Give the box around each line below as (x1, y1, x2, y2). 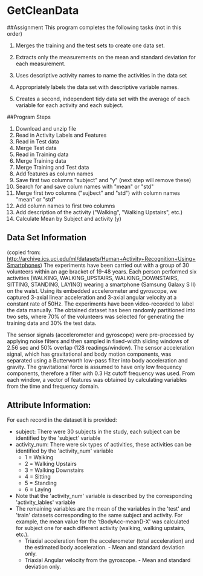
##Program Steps (7, 113, 51, 120)
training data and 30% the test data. (7, 319, 97, 327)
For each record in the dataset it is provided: (7, 416, 117, 424)
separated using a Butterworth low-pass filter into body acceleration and (7, 356, 188, 364)
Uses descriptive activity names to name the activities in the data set (15, 71, 187, 79)
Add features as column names (15, 170, 94, 177)
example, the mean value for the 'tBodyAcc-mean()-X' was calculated (15, 518, 190, 525)
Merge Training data (15, 157, 66, 164)
